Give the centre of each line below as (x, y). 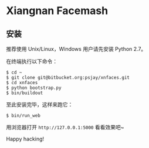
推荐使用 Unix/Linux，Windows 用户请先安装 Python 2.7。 (76, 49)
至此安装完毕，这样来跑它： (40, 104)
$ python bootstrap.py (34, 88)
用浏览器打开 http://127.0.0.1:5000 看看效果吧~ (65, 127)
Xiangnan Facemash (57, 11)
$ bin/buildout (25, 93)
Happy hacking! (25, 139)
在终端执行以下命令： (32, 61)
